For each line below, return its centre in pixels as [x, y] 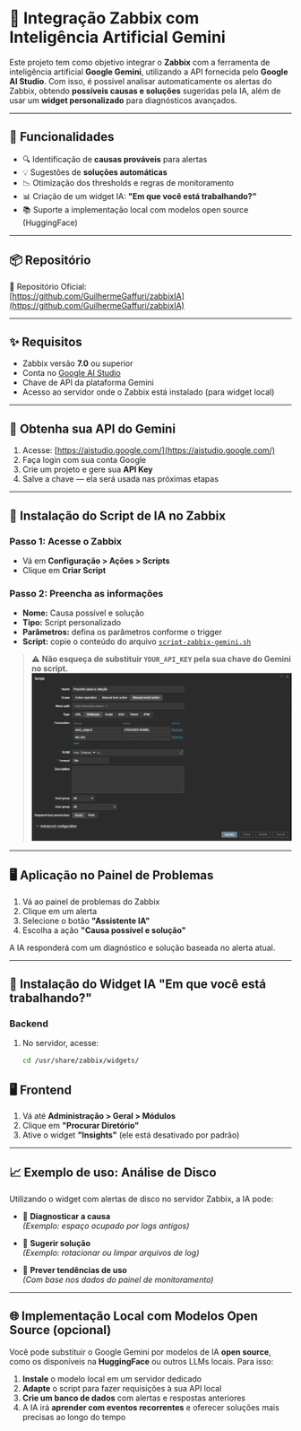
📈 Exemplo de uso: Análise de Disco [113, 1173]
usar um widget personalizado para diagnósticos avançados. [123, 100]
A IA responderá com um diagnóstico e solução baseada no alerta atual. [142, 947]
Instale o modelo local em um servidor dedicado [112, 1379]
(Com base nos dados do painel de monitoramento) [118, 1279]
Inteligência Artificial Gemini [117, 37]
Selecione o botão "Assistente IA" [86, 921]
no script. [50, 668]
